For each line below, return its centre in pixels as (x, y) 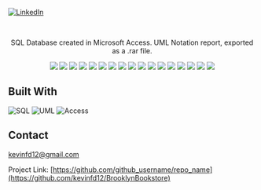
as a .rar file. (132, 51)
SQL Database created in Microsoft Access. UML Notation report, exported (132, 42)
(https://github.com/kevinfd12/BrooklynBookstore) (89, 177)
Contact (28, 135)
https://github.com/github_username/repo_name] (132, 170)
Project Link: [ (31, 170)
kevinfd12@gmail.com (44, 154)
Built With (33, 91)
